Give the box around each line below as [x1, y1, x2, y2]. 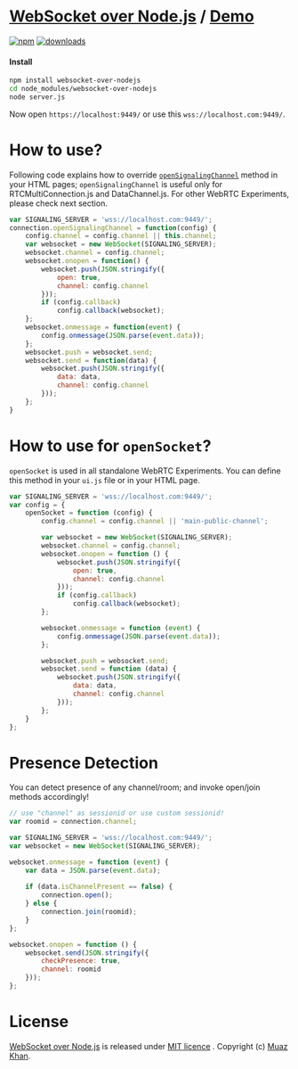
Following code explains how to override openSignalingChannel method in [9, 169, 278, 180]
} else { [25, 899, 58, 909]
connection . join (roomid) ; [41, 908, 138, 917]
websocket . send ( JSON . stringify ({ [25, 948, 149, 958]
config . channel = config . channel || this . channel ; [25, 232, 217, 241]
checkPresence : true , [41, 957, 122, 966]
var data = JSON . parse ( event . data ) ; [25, 866, 162, 875]
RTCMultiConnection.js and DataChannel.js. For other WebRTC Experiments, [9, 188, 290, 199]
